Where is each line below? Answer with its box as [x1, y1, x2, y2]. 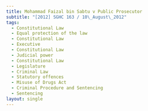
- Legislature [11, 63, 46, 69]
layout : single [6, 96, 43, 102]
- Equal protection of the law [11, 31, 88, 36]
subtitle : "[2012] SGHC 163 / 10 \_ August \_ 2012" [6, 14, 127, 20]
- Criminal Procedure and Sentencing [11, 85, 104, 91]
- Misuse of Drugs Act [11, 80, 67, 86]
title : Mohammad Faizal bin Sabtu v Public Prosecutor [6, 8, 143, 15]
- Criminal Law [11, 69, 49, 75]
